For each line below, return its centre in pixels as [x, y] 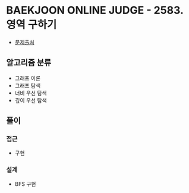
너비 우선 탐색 [31, 93]
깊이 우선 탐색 [31, 100]
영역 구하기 [31, 25]
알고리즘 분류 [29, 63]
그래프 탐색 [28, 85]
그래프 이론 [28, 78]
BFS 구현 [25, 184]
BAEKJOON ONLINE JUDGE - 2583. [95, 10]
